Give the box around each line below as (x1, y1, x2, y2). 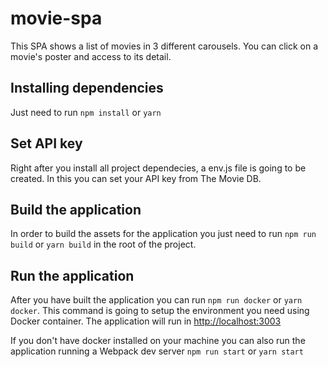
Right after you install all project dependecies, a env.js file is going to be (10, 162, 307, 174)
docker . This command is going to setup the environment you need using (10, 305, 310, 317)
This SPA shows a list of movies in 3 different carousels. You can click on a (10, 40, 319, 52)
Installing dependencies (10, 80, 164, 97)
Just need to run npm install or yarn (10, 106, 162, 118)
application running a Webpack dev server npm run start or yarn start (10, 345, 304, 357)
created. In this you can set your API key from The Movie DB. (10, 172, 262, 184)
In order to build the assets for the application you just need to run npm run (10, 228, 317, 240)
